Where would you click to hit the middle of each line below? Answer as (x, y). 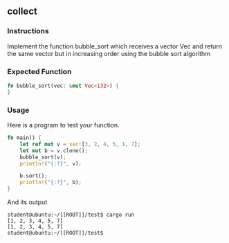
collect (22, 11)
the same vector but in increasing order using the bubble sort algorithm (109, 53)
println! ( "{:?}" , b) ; (51, 183)
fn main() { (24, 138)
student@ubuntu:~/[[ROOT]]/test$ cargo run (71, 215)
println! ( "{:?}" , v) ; (51, 163)
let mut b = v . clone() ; (54, 151)
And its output (27, 202)
